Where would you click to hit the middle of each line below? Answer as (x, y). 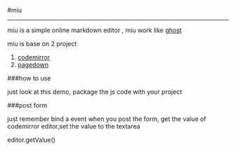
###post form (27, 105)
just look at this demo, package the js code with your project (95, 92)
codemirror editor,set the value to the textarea (74, 126)
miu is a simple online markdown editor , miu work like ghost (94, 30)
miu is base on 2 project (42, 44)
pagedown (33, 65)
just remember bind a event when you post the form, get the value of (107, 119)
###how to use (29, 78)
